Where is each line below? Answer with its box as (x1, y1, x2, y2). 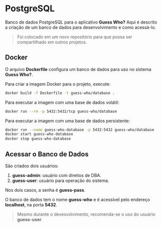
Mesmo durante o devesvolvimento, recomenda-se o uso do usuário (17, 211, 156, 217)
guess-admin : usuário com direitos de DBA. (12, 172, 102, 178)
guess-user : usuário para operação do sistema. (12, 177, 109, 183)
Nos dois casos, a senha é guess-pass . (5, 187, 86, 193)
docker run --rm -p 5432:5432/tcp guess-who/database (5, 109, 117, 114)
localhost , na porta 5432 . (5, 202, 57, 207)
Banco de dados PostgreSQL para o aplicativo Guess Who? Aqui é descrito (5, 19, 158, 25)
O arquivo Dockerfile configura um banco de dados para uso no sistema (5, 66, 152, 72)
